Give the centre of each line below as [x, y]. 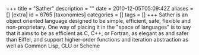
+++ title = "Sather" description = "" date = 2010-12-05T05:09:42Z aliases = [100, 8]
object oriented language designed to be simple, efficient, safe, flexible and [99, 21]
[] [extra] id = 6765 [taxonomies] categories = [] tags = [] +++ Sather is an [97, 15]
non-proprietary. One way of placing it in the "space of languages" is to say [99, 27]
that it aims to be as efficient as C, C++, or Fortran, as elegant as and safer [97, 33]
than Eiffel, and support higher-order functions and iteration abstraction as [97, 39]
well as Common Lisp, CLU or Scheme [53, 46]
